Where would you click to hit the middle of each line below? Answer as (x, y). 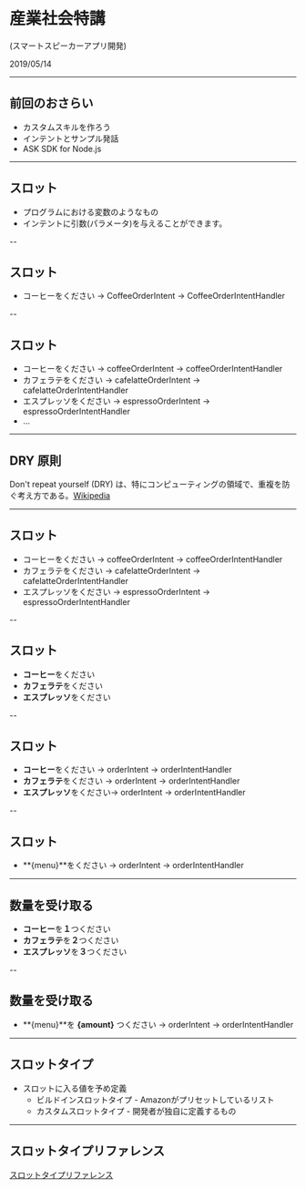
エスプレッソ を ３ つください (75, 952)
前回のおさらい (51, 103)
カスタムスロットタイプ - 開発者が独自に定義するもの (136, 1111)
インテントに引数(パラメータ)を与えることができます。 (125, 223)
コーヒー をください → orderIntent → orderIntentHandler (127, 770)
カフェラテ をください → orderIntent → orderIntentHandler (131, 781)
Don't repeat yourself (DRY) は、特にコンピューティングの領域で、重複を (146, 484)
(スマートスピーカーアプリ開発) (68, 46)
